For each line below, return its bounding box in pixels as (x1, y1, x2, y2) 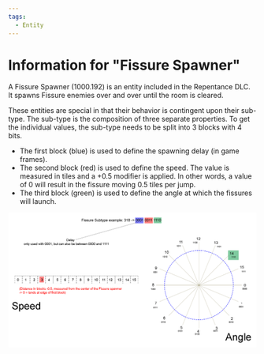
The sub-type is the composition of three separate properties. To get (26, 115, 251, 124)
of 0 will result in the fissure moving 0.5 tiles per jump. (19, 180, 196, 190)
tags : (8, 13, 26, 21)
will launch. (19, 197, 57, 206)
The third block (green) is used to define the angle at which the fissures (19, 188, 252, 198)
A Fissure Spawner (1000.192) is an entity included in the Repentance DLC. (8, 82, 251, 92)
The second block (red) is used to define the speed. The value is (19, 163, 230, 173)
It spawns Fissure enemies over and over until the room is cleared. (8, 91, 224, 100)
